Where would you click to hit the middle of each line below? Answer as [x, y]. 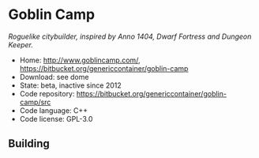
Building [29, 144]
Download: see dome [54, 77]
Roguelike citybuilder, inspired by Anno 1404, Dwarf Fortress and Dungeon [130, 36]
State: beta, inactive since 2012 [71, 85]
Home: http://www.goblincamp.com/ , [80, 60]
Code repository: [47, 93]
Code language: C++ [54, 110]
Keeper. [21, 44]
